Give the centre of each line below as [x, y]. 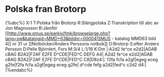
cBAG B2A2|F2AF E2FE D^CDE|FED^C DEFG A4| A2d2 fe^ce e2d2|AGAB [79, 54]
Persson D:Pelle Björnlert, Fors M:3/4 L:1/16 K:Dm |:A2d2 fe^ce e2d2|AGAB [81, 49]
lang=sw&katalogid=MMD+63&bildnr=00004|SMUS [58, 38]
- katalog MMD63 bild [134, 38]
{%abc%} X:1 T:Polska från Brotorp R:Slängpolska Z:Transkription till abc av [82, 23]
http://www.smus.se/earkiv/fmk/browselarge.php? [59, 33]
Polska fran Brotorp [46, 9]
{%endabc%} [19, 70]
